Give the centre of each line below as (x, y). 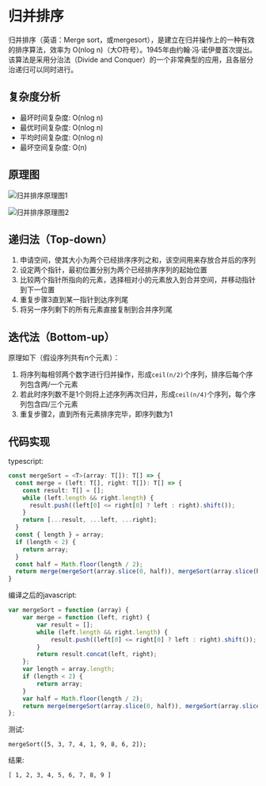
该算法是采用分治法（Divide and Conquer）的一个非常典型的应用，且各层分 (131, 59)
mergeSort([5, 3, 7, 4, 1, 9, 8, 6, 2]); (78, 745)
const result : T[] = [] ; (63, 490)
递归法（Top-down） (61, 239)
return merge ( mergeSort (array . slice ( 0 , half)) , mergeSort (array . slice (134, 572)
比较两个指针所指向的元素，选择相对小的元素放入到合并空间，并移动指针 (137, 280)
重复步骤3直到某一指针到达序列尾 (74, 300)
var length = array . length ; (68, 669)
